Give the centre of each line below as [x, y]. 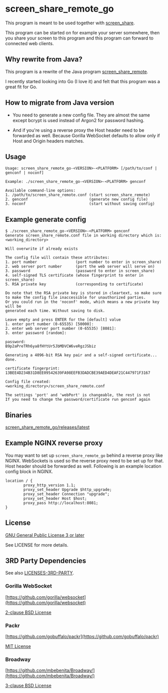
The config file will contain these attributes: [57, 258]
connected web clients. [30, 43]
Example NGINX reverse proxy [54, 443]
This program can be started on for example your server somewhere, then [82, 32]
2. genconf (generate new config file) [77, 200]
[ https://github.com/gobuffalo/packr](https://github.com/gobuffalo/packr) [82, 637]
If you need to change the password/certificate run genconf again [78, 400]
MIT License [18, 646]
